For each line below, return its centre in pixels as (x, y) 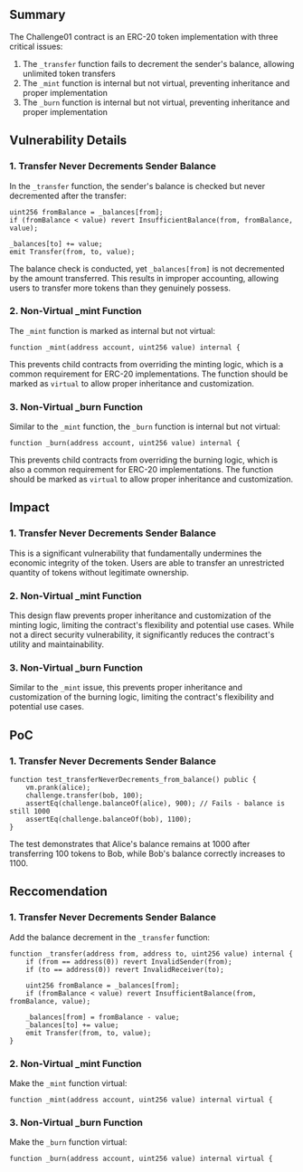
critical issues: (36, 46)
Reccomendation (59, 892)
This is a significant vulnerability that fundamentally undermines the (136, 553)
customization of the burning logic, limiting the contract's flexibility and (142, 697)
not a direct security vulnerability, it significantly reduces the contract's (142, 635)
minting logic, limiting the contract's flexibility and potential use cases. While (152, 625)
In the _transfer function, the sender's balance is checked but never (137, 186)
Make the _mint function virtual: (68, 1083)
